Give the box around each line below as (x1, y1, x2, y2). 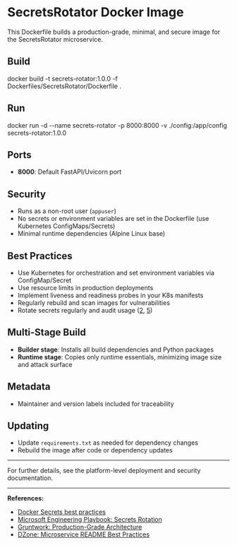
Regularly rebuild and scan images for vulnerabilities (17, 299, 171, 307)
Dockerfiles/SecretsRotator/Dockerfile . (7, 82, 122, 90)
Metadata (7, 381, 51, 393)
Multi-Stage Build (7, 326, 86, 339)
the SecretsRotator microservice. (7, 35, 104, 43)
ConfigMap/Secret (17, 276, 72, 285)
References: (7, 494, 44, 503)
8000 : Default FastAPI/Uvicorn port (17, 167, 122, 176)
